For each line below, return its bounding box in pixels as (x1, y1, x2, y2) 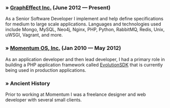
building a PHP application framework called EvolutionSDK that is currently (5, 62, 163, 68)
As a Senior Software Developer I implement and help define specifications (5, 16, 164, 22)
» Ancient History (5, 79, 50, 87)
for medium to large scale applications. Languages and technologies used (5, 21, 161, 27)
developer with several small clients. (5, 96, 82, 103)
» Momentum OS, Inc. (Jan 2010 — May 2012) (5, 45, 121, 52)
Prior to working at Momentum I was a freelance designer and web (5, 91, 146, 97)
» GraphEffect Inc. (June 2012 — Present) (5, 4, 111, 11)
